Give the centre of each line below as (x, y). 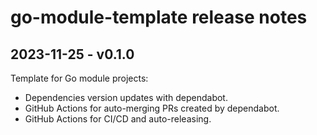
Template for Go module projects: (79, 78)
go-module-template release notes (159, 17)
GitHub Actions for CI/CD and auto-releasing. (118, 119)
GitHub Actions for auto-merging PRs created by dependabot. (152, 108)
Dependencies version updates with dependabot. (126, 97)
